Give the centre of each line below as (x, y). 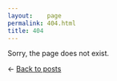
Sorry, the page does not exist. (58, 54)
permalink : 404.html (42, 23)
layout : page (34, 16)
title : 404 (26, 30)
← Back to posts (34, 69)
